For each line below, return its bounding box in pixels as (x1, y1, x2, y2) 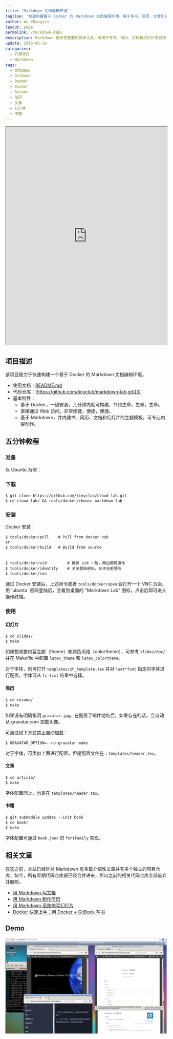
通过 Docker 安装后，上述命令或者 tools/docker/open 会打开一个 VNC (5, 581, 152, 587)
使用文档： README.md (12, 382, 62, 388)
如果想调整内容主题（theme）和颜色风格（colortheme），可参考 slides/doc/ (5, 649, 166, 655)
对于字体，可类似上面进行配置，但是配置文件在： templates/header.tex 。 (5, 750, 159, 756)
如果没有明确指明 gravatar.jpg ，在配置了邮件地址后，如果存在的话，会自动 (5, 712, 164, 718)
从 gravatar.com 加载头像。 (5, 718, 63, 724)
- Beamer (10, 79, 29, 84)
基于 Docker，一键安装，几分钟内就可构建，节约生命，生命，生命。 (20, 402, 163, 408)
